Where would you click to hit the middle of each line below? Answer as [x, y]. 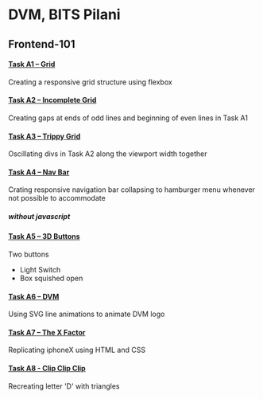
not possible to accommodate [57, 198]
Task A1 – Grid [32, 65]
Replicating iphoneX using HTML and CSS [77, 350]
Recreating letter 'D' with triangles [64, 386]
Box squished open [51, 278]
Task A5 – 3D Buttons [44, 237]
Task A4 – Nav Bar [39, 172]
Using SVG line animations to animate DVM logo [87, 314]
